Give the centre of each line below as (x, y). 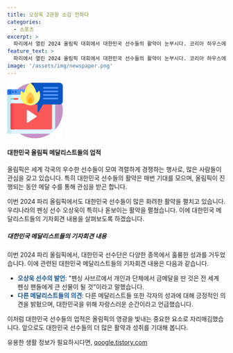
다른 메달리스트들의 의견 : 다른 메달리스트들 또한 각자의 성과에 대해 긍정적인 (118, 295)
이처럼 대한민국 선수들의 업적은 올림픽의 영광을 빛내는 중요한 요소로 (98, 318)
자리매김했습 (207, 318)
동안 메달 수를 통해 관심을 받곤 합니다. (76, 187)
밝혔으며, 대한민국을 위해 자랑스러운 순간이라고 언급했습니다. (112, 304)
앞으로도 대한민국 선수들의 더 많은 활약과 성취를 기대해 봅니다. (105, 327)
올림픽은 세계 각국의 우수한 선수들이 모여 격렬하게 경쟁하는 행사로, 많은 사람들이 (114, 169)
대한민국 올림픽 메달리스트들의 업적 (54, 153)
